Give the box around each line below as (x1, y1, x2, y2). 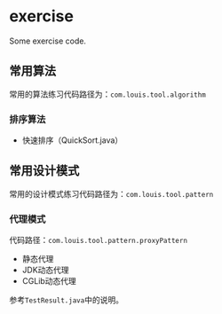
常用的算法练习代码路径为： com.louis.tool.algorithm (9, 89, 206, 99)
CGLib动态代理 (21, 276, 77, 287)
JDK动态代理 (21, 264, 69, 276)
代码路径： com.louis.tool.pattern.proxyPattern (9, 235, 188, 246)
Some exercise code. (9, 35, 87, 46)
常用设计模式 (9, 163, 80, 178)
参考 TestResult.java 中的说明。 (9, 294, 124, 305)
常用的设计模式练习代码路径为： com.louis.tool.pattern (9, 188, 214, 199)
